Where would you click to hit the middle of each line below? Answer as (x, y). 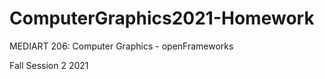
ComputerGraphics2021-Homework (162, 18)
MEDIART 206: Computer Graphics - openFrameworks (121, 46)
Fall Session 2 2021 (49, 65)
